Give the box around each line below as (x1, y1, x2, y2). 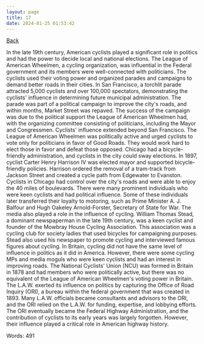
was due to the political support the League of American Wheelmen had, (6, 113, 189, 121)
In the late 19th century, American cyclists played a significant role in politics (6, 49, 198, 56)
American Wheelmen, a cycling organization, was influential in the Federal (6, 61, 192, 69)
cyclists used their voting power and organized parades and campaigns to (6, 74, 192, 82)
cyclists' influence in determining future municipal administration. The (6, 94, 181, 101)
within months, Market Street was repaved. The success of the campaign (6, 107, 190, 114)
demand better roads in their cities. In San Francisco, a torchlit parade (6, 81, 181, 88)
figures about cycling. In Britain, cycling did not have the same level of (6, 243, 183, 250)
